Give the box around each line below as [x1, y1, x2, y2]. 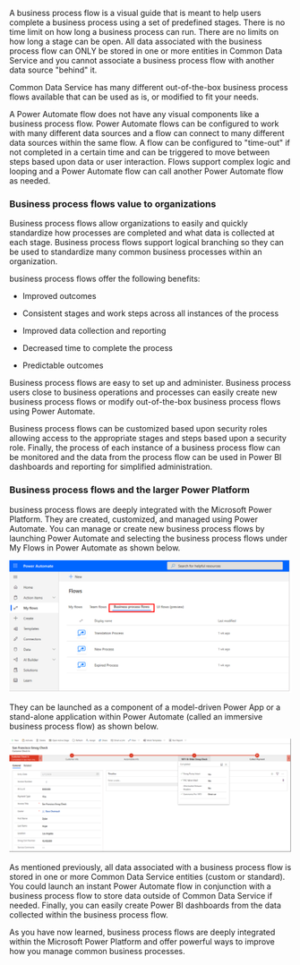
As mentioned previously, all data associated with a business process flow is [9, 861, 292, 872]
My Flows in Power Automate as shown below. [9, 542, 181, 553]
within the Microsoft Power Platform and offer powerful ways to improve [9, 935, 276, 947]
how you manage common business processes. [9, 945, 185, 956]
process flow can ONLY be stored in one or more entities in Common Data [9, 46, 283, 56]
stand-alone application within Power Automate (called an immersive [9, 712, 263, 722]
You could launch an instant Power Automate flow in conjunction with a [9, 881, 271, 892]
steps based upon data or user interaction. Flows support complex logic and [9, 157, 291, 167]
